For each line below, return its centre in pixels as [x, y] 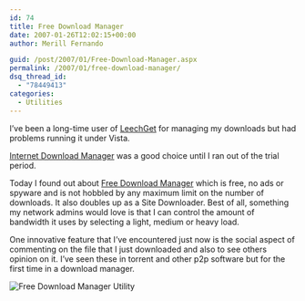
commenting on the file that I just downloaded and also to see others [138, 249]
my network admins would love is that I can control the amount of [132, 212]
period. [23, 165]
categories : [32, 93]
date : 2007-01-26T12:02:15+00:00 [73, 35]
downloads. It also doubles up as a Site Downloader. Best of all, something [149, 202]
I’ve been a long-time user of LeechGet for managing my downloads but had [153, 128]
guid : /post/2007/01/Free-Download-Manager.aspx [103, 60]
